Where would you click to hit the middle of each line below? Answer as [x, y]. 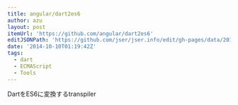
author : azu [25, 20]
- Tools [25, 73]
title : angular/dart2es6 [44, 14]
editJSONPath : [28, 40]
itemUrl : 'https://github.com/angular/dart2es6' [80, 33]
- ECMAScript [33, 66]
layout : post [27, 27]
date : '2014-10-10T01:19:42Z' [52, 47]
